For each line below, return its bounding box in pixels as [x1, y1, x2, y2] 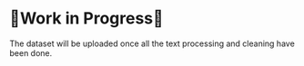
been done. [9, 47, 53, 58]
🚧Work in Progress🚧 [9, 8, 164, 29]
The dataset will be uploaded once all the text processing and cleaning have [9, 38, 296, 49]
